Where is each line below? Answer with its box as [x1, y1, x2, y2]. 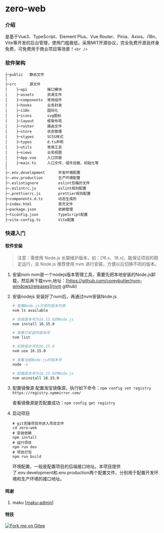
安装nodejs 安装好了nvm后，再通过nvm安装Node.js [12, 293, 117, 299]
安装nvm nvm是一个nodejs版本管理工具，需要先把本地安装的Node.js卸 [12, 271, 156, 277]
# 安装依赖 [12, 431, 32, 436]
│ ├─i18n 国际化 [5, 108, 58, 113]
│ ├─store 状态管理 [5, 129, 62, 134]
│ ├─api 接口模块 [5, 87, 62, 92]
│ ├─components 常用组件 [5, 97, 62, 102]
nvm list [12, 335, 31, 340]
